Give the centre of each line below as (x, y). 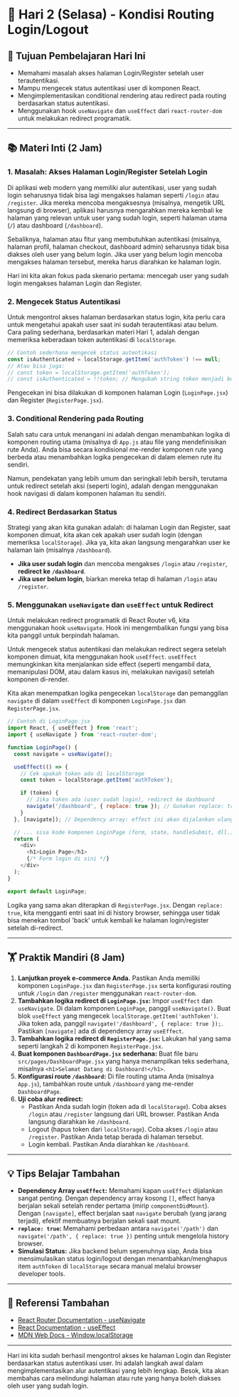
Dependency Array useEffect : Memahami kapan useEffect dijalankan (120, 1191)
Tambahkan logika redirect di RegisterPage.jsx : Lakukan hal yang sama (124, 1039)
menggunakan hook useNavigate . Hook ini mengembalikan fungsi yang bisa (118, 628)
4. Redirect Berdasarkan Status (62, 511)
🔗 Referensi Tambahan (59, 1303)
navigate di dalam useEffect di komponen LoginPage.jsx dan (97, 701)
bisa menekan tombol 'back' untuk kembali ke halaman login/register (108, 920)
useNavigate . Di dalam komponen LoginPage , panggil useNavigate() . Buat (124, 1009)
